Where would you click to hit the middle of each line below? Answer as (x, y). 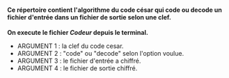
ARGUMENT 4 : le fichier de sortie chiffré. (77, 68)
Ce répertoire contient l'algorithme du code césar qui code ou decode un (115, 10)
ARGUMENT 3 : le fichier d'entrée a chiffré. (79, 61)
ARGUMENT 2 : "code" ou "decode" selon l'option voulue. (101, 54)
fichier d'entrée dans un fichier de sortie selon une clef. (89, 17)
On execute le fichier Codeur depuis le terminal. (78, 33)
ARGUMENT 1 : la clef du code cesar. (70, 46)
